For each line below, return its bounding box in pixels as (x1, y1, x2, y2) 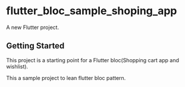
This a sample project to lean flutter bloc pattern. (6, 74, 126, 81)
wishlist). (6, 63, 29, 70)
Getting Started (6, 41, 65, 51)
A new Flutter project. (6, 24, 59, 31)
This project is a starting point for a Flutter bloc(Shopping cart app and (6, 56, 180, 63)
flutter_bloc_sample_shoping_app (6, 4, 177, 18)
